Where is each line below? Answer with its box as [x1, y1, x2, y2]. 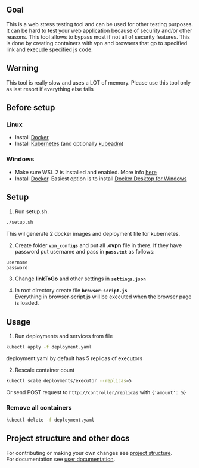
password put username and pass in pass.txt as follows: [14, 248, 155, 255]
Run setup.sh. [14, 208, 49, 215]
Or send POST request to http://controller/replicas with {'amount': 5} [6, 388, 186, 395]
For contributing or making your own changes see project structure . [6, 449, 173, 456]
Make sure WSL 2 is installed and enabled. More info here [14, 169, 157, 176]
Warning [6, 63, 39, 73]
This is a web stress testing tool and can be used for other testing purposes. [6, 20, 194, 27]
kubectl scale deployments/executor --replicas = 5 [6, 377, 132, 383]
